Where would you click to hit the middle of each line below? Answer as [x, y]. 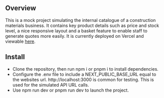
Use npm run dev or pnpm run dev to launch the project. [70, 90]
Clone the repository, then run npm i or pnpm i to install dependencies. [86, 69]
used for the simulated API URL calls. [51, 85]
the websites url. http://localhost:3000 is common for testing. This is [83, 80]
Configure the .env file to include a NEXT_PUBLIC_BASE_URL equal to [84, 74]
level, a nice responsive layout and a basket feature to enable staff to [76, 31]
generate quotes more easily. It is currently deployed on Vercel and [74, 36]
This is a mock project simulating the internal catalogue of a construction [80, 20]
